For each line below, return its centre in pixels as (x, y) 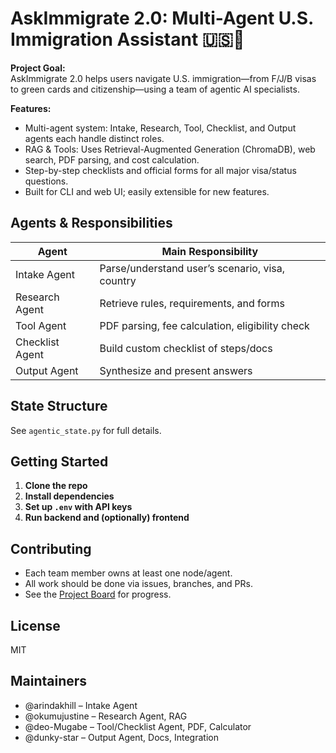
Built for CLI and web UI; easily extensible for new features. (147, 191)
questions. (46, 181)
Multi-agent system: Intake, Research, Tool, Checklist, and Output (160, 128)
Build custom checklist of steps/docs (186, 348)
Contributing (51, 548)
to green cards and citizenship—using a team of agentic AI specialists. (155, 89)
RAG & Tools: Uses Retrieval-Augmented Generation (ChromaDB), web (170, 149)
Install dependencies (69, 496)
